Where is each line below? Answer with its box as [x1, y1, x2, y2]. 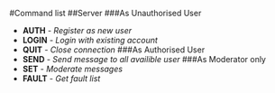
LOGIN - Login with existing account [22, 35, 158, 45]
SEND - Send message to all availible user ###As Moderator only [22, 54, 266, 64]
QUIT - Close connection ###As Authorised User [22, 44, 206, 55]
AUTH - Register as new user [22, 25, 133, 35]
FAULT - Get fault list [22, 73, 101, 84]
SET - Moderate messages [22, 63, 124, 74]
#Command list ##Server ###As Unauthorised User [9, 8, 202, 18]
